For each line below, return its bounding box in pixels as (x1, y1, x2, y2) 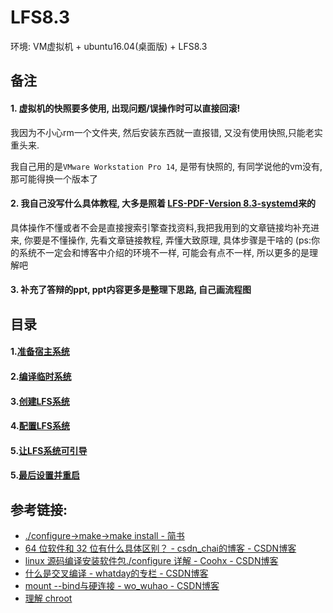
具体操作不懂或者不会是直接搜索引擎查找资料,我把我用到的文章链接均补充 (10, 221, 312, 233)
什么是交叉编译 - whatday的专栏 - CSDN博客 (24, 567, 209, 580)
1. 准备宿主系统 (10, 346, 70, 358)
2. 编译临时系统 (10, 370, 72, 382)
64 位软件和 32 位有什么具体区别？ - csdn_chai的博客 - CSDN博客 (24, 542, 297, 555)
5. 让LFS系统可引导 (10, 444, 88, 456)
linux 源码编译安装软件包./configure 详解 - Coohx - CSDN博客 (24, 555, 279, 567)
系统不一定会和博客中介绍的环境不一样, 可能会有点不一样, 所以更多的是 (18, 246, 310, 258)
